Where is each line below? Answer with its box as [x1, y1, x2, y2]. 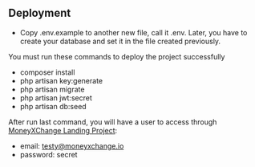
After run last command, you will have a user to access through [8, 116, 217, 127]
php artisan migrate [19, 84, 85, 94]
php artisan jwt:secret [19, 92, 92, 103]
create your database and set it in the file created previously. [19, 36, 221, 46]
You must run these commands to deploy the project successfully [8, 51, 225, 61]
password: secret [19, 149, 78, 159]
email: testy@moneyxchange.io [19, 141, 124, 151]
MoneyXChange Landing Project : [8, 125, 118, 135]
